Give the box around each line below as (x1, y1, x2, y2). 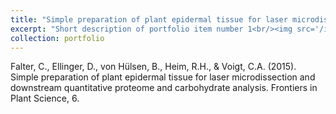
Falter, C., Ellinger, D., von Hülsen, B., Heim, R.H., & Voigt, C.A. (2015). (10, 61, 297, 73)
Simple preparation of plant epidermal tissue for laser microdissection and (10, 71, 316, 83)
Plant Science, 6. (10, 92, 80, 105)
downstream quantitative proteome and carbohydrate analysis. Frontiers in (10, 82, 318, 94)
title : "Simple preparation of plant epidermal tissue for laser (10, 14, 288, 25)
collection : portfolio (10, 33, 105, 43)
